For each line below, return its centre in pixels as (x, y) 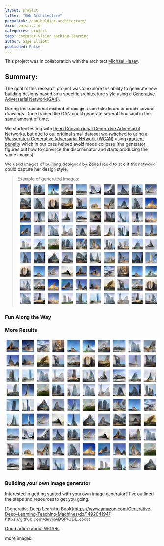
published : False (23, 47)
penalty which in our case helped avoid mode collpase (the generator (75, 144)
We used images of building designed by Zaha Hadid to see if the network (80, 164)
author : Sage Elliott (27, 42)
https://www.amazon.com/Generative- (113, 509)
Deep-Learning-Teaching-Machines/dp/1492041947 (58, 514)
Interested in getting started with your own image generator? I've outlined (79, 494)
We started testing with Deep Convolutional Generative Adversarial (73, 128)
